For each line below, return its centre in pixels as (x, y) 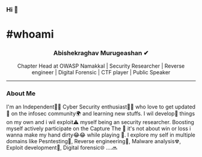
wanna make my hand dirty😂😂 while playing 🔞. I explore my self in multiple (101, 135)
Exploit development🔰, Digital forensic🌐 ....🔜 (62, 147)
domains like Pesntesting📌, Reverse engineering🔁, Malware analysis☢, (94, 141)
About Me (21, 93)
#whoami (30, 34)
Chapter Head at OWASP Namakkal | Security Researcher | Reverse (101, 66)
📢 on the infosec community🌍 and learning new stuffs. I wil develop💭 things (101, 113)
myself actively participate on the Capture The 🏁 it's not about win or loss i (99, 128)
